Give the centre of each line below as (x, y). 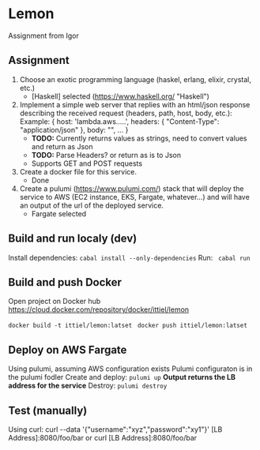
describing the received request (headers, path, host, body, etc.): (126, 113)
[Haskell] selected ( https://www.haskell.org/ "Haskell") (120, 96)
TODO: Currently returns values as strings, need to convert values (139, 138)
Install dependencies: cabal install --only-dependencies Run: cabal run (129, 257)
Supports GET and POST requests (87, 163)
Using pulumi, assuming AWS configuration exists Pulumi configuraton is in (130, 369)
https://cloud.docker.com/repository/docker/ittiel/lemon (99, 309)
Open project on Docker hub (55, 302)
